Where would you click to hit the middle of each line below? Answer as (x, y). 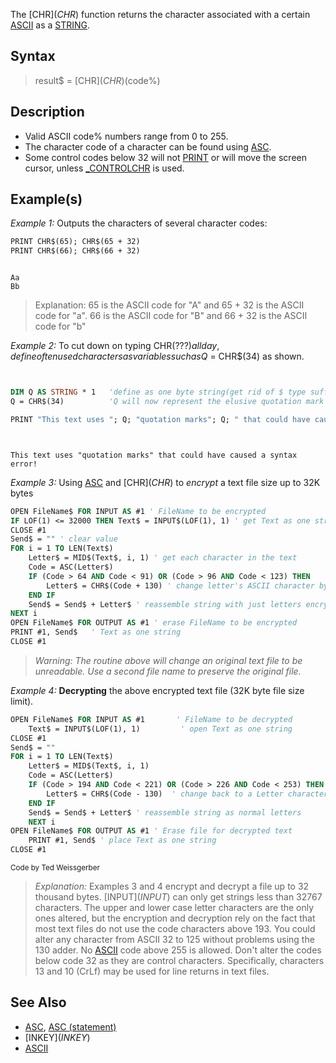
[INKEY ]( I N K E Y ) (57, 1037)
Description (47, 112)
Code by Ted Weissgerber (55, 868)
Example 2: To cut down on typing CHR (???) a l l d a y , (115, 346)
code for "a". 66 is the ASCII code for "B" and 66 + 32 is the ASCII (171, 316)
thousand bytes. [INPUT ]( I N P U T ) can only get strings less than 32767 (178, 897)
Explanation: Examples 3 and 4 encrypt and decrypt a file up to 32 (172, 886)
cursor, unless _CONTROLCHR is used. (104, 168)
